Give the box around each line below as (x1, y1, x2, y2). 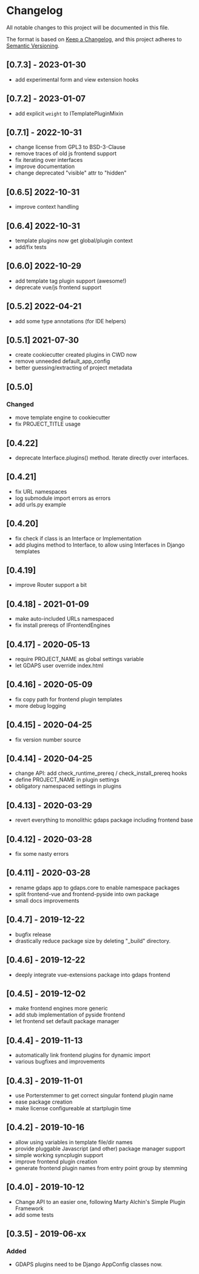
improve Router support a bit (15, 581, 87, 589)
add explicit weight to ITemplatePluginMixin (15, 110, 123, 117)
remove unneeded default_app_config (15, 357, 110, 365)
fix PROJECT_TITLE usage (15, 421, 81, 428)
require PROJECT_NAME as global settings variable (15, 656, 144, 662)
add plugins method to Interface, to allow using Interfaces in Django (15, 541, 185, 548)
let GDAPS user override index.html (15, 662, 104, 669)
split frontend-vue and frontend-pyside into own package (15, 890, 160, 898)
